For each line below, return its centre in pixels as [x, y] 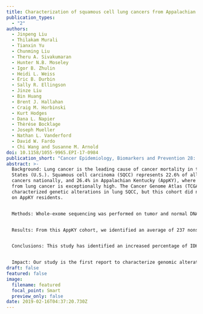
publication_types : [31, 18]
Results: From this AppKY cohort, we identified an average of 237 [98, 230]
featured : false [27, 273]
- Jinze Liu [27, 91]
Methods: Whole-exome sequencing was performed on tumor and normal [100, 214]
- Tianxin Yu [28, 46]
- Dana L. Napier [34, 119]
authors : [17, 29]
